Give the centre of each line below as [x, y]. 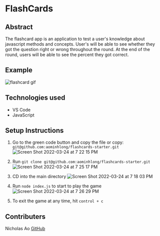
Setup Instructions [34, 131]
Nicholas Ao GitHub [25, 229]
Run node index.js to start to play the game [57, 186]
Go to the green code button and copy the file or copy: [68, 142]
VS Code [21, 110]
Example [19, 70]
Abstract [19, 27]
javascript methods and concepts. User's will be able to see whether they [80, 44]
